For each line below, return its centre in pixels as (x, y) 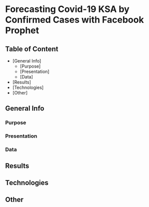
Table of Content (32, 49)
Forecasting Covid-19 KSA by (67, 9)
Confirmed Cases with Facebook (74, 20)
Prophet (22, 30)
